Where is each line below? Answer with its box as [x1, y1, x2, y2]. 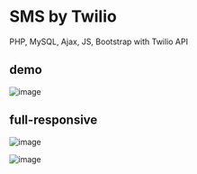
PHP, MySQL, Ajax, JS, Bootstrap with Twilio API [9, 36, 189, 47]
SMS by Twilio [9, 6, 117, 27]
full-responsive [9, 113, 98, 128]
